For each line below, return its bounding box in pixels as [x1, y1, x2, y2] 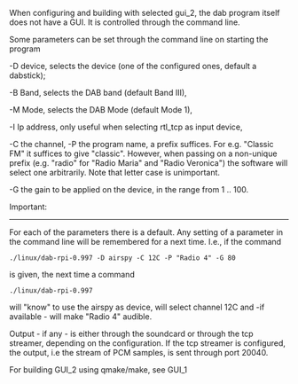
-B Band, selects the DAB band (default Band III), [9, 88, 188, 98]
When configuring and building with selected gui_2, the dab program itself [9, 8, 280, 18]
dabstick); [9, 70, 46, 81]
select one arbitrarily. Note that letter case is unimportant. [9, 168, 220, 177]
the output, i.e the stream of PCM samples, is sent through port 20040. [9, 348, 269, 357]
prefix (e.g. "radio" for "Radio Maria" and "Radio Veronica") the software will [9, 158, 288, 168]
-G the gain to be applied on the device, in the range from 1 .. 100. [9, 184, 249, 194]
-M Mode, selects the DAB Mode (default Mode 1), [9, 105, 193, 114]
